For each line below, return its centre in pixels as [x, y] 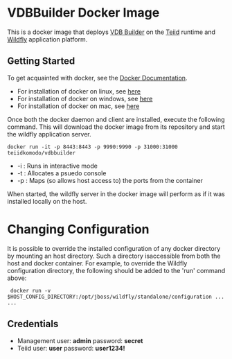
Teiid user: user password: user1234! [71, 348]
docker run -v [30, 290]
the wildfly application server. [49, 134]
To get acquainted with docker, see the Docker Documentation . [97, 78]
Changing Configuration [78, 229]
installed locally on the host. [47, 201]
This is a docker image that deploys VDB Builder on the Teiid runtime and [111, 32]
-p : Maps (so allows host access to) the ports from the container [110, 180]
